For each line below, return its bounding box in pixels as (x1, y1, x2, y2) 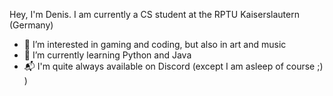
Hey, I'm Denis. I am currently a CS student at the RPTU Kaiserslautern (9, 9, 300, 20)
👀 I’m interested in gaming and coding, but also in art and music (23, 39, 287, 50)
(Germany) (9, 19, 54, 31)
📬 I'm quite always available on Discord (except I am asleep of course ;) (23, 60, 324, 72)
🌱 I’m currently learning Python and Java (23, 49, 192, 61)
